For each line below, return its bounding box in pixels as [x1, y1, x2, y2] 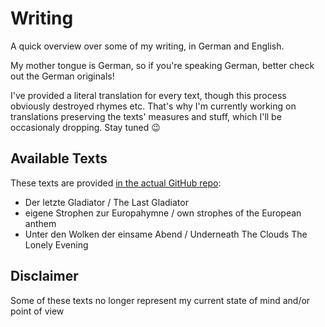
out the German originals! [10, 70, 115, 82]
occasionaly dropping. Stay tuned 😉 [10, 121, 161, 133]
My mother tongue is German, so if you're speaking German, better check [10, 59, 315, 71]
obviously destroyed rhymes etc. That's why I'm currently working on [10, 100, 297, 112]
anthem [24, 217, 57, 229]
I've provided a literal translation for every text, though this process [10, 89, 287, 101]
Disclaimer [10, 268, 79, 285]
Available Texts [10, 150, 108, 167]
